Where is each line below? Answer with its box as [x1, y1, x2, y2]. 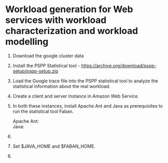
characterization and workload [5, 25, 138, 37]
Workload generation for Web [5, 4, 133, 15]
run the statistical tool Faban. [12, 108, 74, 114]
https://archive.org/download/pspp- [81, 62, 157, 69]
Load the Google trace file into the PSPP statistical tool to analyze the [12, 78, 158, 84]
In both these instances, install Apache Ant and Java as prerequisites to [12, 103, 163, 109]
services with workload [5, 14, 107, 26]
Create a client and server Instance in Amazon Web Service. [12, 93, 139, 99]
